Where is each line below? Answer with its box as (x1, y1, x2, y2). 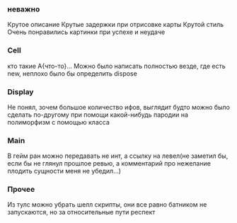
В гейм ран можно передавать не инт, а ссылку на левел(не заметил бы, (7, 151, 229, 160)
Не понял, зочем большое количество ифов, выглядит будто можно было (7, 103, 230, 111)
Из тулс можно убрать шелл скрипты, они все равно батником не (7, 200, 207, 209)
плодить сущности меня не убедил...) (7, 167, 122, 176)
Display (7, 86, 34, 96)
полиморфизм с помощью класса (7, 118, 110, 126)
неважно (7, 4, 40, 14)
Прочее (7, 185, 35, 195)
